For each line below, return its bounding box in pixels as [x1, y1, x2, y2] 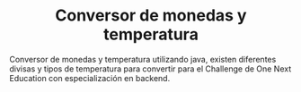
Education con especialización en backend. [9, 72, 171, 83]
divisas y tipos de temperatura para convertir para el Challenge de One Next [9, 63, 292, 74]
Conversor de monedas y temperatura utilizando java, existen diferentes [9, 54, 277, 64]
